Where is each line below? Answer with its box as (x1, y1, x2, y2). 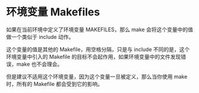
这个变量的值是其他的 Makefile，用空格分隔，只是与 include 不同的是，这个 (6, 45, 190, 53)
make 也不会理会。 (16, 60, 63, 68)
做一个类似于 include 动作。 (6, 33, 74, 40)
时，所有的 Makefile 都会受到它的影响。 (6, 80, 103, 87)
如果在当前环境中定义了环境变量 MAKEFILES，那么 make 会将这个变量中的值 (6, 26, 193, 33)
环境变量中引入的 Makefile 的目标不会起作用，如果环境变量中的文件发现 (6, 53, 181, 60)
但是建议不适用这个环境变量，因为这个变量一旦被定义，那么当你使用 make (6, 73, 188, 80)
